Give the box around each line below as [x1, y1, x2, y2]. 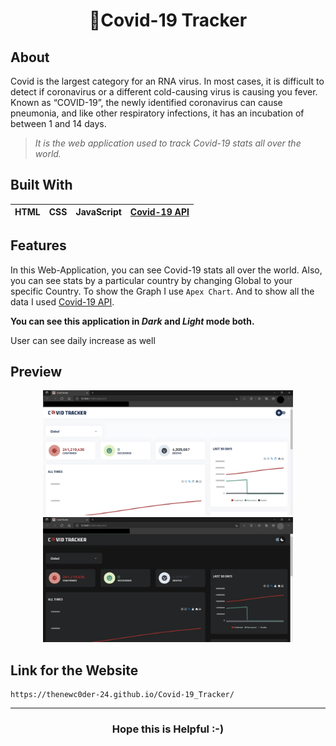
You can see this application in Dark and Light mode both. [10, 315, 255, 327]
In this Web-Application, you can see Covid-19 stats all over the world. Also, [10, 264, 323, 276]
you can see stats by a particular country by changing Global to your [10, 274, 293, 286]
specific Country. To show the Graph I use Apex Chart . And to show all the [10, 285, 315, 297]
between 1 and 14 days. [10, 118, 107, 129]
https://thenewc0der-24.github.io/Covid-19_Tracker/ [10, 690, 235, 700]
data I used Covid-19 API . [10, 295, 115, 308]
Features [10, 237, 67, 254]
